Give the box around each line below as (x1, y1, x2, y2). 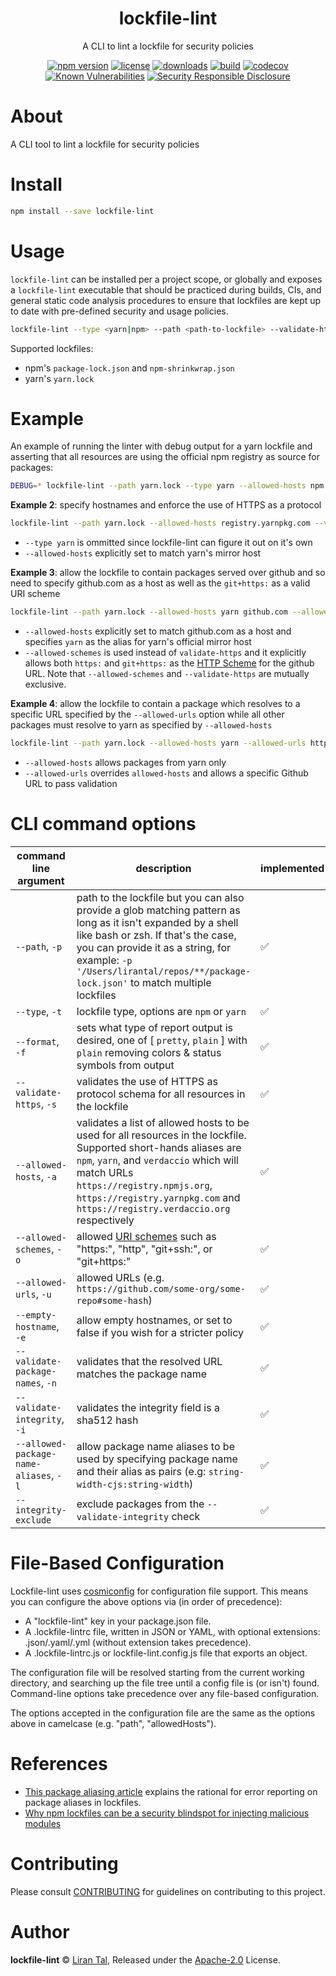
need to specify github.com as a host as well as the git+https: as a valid (10, 577, 311, 589)
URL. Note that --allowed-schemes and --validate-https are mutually (24, 668, 310, 680)
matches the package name (76, 1367, 207, 1381)
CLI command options (10, 813, 197, 836)
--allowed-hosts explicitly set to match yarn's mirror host (24, 547, 262, 559)
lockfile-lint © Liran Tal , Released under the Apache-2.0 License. (10, 1953, 281, 1966)
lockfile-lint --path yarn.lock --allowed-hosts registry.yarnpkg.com (10, 518, 311, 529)
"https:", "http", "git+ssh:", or (76, 1242, 213, 1256)
